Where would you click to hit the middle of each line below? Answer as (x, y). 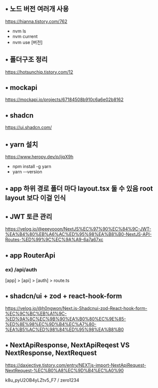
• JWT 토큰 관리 (29, 216)
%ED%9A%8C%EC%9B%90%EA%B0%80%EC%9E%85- (66, 318)
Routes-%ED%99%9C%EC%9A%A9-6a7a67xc (54, 239)
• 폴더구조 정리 (26, 60)
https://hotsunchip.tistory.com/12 (39, 72)
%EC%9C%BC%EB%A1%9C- (36, 313)
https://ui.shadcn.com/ (29, 127)
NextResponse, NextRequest (51, 353)
